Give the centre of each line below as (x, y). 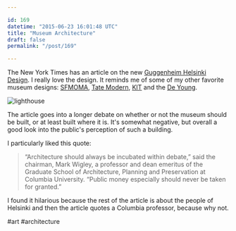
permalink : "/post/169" (42, 46)
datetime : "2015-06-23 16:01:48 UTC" (63, 26)
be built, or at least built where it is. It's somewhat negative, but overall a (112, 122)
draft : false (26, 39)
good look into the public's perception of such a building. (90, 130)
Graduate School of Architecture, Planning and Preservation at (115, 172)
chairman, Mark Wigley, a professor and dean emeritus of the (113, 164)
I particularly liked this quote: (49, 143)
